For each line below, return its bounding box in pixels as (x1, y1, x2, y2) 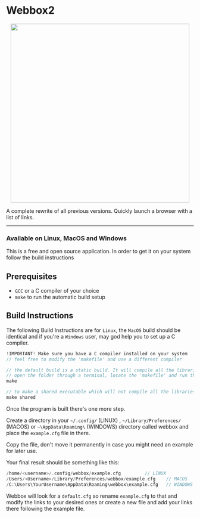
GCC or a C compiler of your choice (14, 287, 99, 294)
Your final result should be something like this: (6, 458, 120, 466)
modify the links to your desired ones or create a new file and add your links (6, 498, 193, 505)
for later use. (6, 447, 37, 454)
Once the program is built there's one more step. (6, 405, 126, 412)
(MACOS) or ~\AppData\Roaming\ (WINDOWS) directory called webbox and (6, 423, 189, 430)
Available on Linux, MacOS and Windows (6, 234, 127, 242)
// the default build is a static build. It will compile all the (6, 367, 174, 373)
